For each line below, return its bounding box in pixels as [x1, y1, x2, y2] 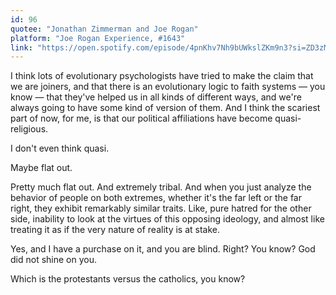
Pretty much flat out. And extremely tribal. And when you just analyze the [10, 181, 312, 193]
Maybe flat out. [10, 162, 73, 174]
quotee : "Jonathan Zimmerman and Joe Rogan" [10, 24, 199, 34]
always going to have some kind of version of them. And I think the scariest [10, 102, 321, 114]
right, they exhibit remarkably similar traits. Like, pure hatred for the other [10, 202, 312, 215]
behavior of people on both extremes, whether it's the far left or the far [10, 192, 302, 204]
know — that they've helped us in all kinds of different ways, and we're [10, 91, 302, 103]
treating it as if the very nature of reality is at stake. [10, 224, 221, 236]
